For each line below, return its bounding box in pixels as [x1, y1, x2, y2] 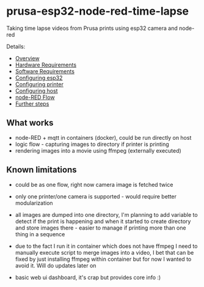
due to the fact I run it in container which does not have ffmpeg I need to [15, 242, 198, 250]
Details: [6, 43, 26, 50]
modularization [15, 199, 53, 206]
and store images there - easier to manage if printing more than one [15, 224, 186, 231]
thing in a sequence [15, 230, 65, 238]
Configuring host [15, 87, 58, 94]
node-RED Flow [15, 93, 55, 101]
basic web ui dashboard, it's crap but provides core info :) [15, 274, 161, 281]
